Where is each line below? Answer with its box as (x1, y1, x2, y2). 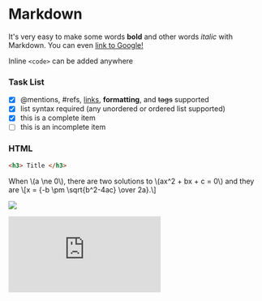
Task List (8, 76, 45, 88)
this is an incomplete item (19, 123, 106, 132)
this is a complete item (19, 113, 96, 123)
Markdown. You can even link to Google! (8, 40, 144, 49)
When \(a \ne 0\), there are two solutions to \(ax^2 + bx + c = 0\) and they (8, 176, 255, 186)
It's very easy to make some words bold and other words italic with (8, 32, 234, 41)
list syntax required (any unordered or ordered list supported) (19, 104, 225, 114)
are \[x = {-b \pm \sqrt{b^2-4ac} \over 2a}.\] (8, 184, 157, 195)
